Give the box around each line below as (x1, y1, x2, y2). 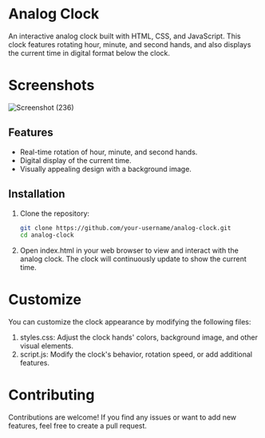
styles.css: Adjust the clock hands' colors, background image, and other (19, 332, 258, 342)
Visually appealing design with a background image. (19, 164, 192, 173)
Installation (8, 187, 65, 201)
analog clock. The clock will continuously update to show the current (19, 254, 247, 264)
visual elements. (19, 341, 74, 351)
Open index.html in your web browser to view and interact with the (19, 245, 239, 256)
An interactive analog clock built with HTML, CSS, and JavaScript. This (8, 31, 241, 41)
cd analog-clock (19, 231, 74, 240)
